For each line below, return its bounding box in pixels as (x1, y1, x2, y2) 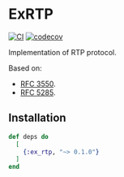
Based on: (8, 63, 42, 73)
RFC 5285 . (19, 87, 56, 97)
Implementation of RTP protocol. (8, 47, 118, 57)
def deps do (8, 132, 49, 140)
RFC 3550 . (19, 79, 57, 88)
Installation (8, 111, 66, 125)
